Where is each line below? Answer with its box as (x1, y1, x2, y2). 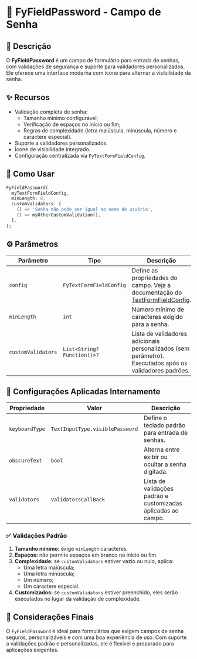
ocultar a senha (143, 460, 186, 468)
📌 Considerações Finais (6, 612, 94, 622)
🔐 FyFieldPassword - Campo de (6, 5, 161, 19)
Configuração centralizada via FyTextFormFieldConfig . (14, 152, 145, 159)
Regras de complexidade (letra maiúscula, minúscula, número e (23, 127, 177, 134)
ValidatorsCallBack (50, 497, 106, 503)
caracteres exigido (131, 313, 184, 321)
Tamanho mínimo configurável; (23, 114, 98, 121)
